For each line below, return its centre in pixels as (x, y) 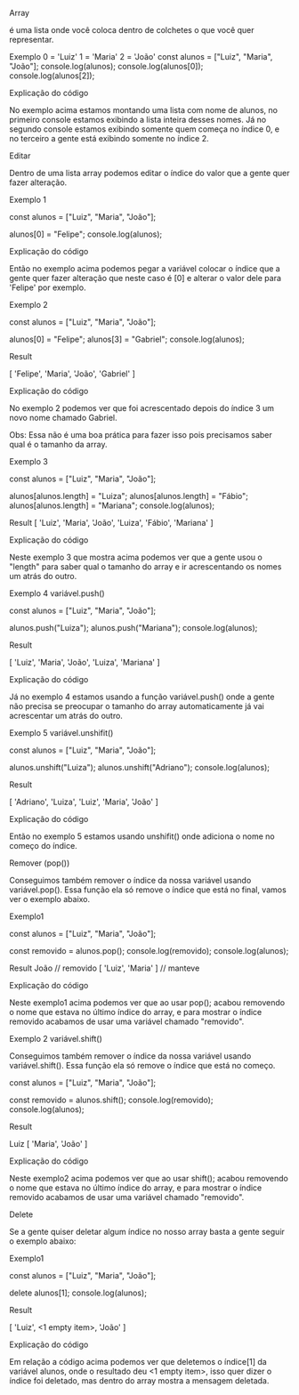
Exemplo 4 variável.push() (57, 593)
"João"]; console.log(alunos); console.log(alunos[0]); (106, 66)
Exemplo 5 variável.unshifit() (61, 733)
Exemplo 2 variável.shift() (56, 1039)
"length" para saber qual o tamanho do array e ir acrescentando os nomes (145, 567)
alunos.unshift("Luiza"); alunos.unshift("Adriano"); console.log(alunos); (139, 767)
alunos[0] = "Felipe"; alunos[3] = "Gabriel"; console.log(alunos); (127, 339)
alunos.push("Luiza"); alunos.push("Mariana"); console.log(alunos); (133, 628)
